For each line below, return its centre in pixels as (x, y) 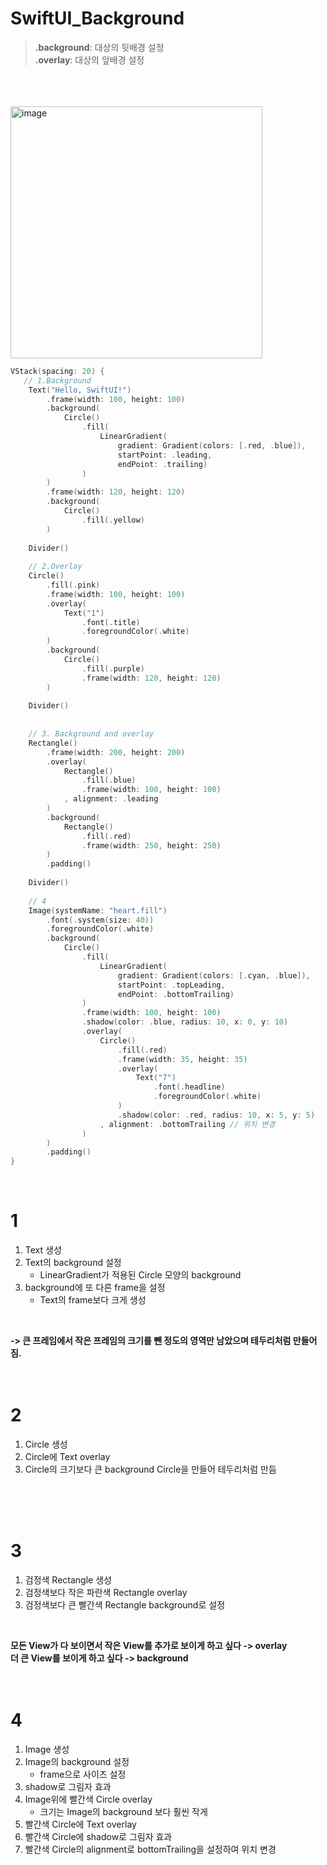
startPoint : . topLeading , (171, 985)
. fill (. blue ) (109, 780)
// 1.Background (57, 380)
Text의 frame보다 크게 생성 (93, 1300)
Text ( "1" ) (84, 613)
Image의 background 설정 (77, 1761)
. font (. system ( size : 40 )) (100, 920)
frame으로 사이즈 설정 (83, 1774)
